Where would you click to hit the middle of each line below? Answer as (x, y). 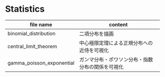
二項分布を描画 (96, 34)
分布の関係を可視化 (101, 67)
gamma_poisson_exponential (41, 63)
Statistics (25, 9)
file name (41, 25)
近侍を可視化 (94, 50)
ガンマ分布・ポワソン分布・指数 (116, 59)
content (118, 25)
